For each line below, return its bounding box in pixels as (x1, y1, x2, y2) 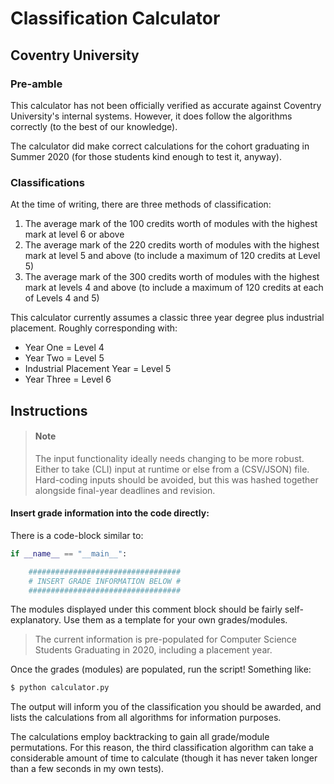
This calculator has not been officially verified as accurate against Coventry (10, 99, 322, 111)
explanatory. (10, 614, 62, 626)
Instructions (10, 402, 88, 419)
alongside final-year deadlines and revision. (34, 484, 216, 496)
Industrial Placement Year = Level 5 (24, 363, 172, 375)
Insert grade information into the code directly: (10, 507, 210, 519)
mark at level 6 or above (24, 228, 125, 241)
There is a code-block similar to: (10, 529, 144, 541)
